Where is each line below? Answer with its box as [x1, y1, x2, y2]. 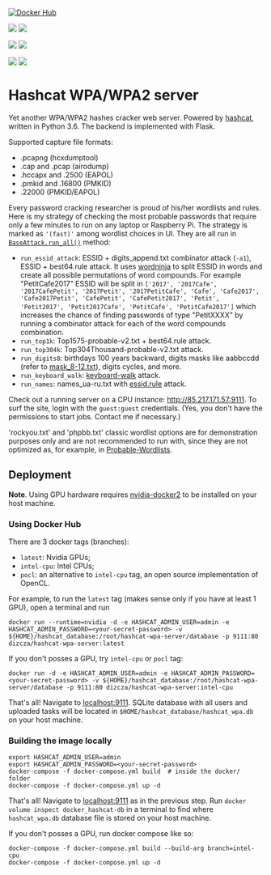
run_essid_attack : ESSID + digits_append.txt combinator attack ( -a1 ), [19, 253, 252, 262]
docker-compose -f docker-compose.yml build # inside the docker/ [8, 767, 241, 776]
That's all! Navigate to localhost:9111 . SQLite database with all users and [8, 698, 248, 707]
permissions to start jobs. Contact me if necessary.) [8, 411, 181, 421]
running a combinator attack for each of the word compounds [19, 318, 227, 328]
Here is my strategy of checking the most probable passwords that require [8, 211, 257, 221]
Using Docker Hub [8, 518, 82, 529]
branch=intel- [207, 844, 255, 853]
